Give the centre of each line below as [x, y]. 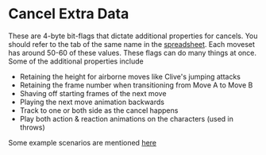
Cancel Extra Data [69, 14]
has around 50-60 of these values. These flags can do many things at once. [132, 52]
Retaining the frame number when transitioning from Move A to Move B [136, 85]
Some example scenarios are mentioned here [83, 142]
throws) [32, 127]
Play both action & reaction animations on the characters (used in [127, 118]
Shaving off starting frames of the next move [93, 93]
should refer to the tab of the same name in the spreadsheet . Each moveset [132, 44]
